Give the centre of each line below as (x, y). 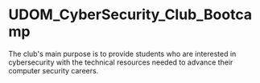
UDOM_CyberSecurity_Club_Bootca (130, 15)
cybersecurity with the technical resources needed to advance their (121, 62)
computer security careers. (54, 70)
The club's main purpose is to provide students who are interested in (122, 53)
